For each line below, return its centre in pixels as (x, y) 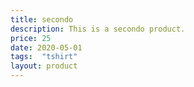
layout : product (44, 66)
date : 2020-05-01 (46, 47)
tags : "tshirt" (44, 57)
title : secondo (42, 19)
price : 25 (31, 38)
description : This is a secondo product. (98, 29)
